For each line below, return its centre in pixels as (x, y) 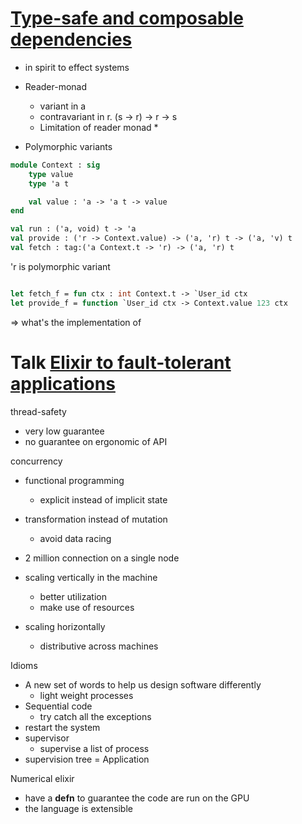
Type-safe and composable (127, 18)
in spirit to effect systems (77, 67)
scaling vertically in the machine (91, 577)
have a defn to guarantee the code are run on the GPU (137, 798)
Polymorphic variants (68, 146)
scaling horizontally (65, 626)
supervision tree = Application (87, 759)
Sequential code (58, 706)
